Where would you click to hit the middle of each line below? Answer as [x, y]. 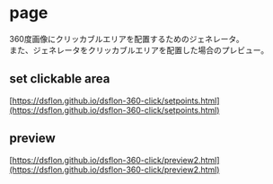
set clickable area [60, 79]
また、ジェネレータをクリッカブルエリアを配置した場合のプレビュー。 [139, 50]
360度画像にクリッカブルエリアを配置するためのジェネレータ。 [127, 39]
